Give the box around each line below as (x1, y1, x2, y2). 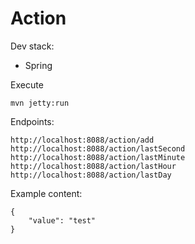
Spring (24, 59, 53, 71)
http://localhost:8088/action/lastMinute (10, 152, 186, 162)
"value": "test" (28, 215, 97, 226)
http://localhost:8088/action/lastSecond (10, 143, 186, 154)
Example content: (10, 187, 83, 199)
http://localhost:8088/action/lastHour (10, 161, 177, 171)
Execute (10, 78, 44, 91)
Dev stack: (10, 40, 55, 52)
